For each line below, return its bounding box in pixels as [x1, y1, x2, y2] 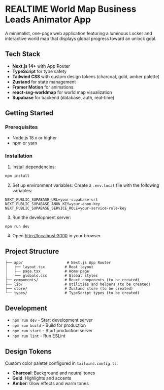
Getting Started [5, 109, 54, 117]
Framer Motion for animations [12, 84, 74, 90]
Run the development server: [12, 214, 71, 220]
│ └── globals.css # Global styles [5, 273, 98, 278]
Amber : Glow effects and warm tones [12, 380, 89, 386]
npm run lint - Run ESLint [12, 333, 66, 339]
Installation [5, 152, 33, 159]
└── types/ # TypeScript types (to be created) [5, 291, 140, 296]
